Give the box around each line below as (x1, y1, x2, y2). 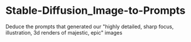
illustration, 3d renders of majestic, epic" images (5, 29, 122, 36)
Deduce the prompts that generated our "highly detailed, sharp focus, (5, 23, 174, 30)
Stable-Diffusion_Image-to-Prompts (5, 4, 186, 17)
